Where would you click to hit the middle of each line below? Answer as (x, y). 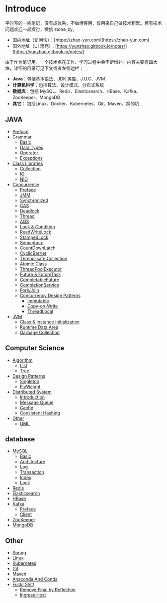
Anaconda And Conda (35, 579)
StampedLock (34, 237)
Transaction (32, 472)
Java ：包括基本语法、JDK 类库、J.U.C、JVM (59, 79)
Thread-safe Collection (43, 258)
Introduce (26, 9)
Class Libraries (28, 163)
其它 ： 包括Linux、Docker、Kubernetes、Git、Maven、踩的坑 (76, 103)
